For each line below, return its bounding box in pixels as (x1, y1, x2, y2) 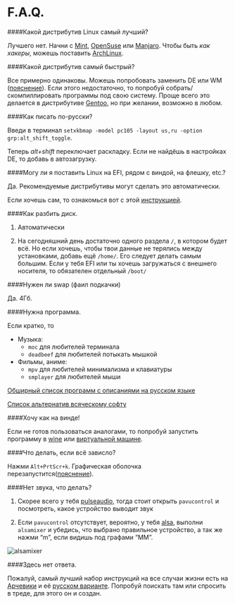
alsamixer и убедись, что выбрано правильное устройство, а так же (17, 525, 223, 533)
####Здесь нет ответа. (7, 560, 77, 569)
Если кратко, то (7, 321, 54, 330)
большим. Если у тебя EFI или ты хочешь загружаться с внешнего (17, 259, 217, 267)
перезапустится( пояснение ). (7, 469, 94, 478)
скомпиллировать (7, 91, 62, 99)
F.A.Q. (7, 4, 44, 20)
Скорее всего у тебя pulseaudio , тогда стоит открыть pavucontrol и (17, 497, 220, 505)
